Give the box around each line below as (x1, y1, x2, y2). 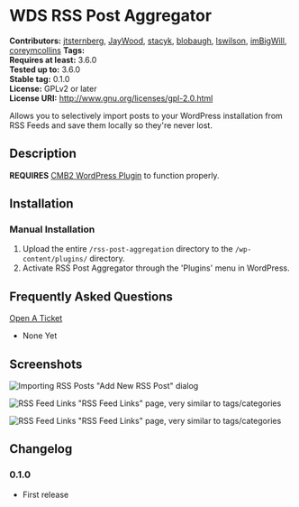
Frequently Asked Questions (9, 289, 174, 304)
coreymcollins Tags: (9, 44, 86, 55)
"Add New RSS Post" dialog (95, 381, 199, 392)
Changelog (9, 441, 73, 456)
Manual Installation (9, 223, 95, 235)
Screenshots (9, 356, 83, 372)
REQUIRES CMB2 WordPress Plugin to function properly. (9, 170, 220, 180)
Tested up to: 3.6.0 (9, 64, 81, 75)
